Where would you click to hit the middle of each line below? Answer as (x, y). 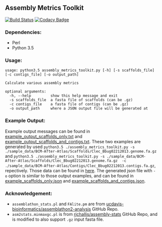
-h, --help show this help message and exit (64, 96)
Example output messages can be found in (48, 131)
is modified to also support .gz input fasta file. (58, 219)
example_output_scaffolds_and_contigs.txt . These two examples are (73, 141)
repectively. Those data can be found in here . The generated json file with (79, 170)
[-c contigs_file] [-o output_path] (42, 75)
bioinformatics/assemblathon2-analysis (51, 209)
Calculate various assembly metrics (42, 83)
